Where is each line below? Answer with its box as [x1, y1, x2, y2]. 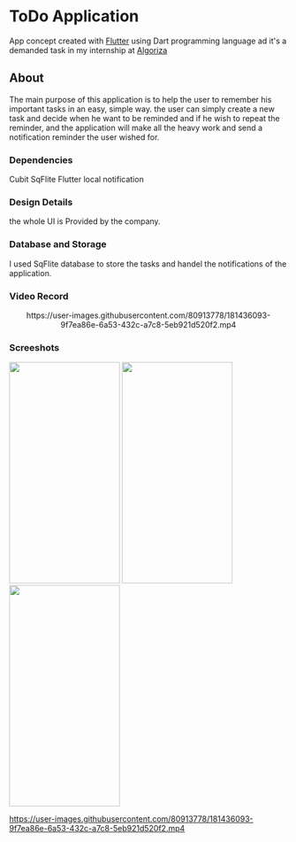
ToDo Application [9, 6, 140, 27]
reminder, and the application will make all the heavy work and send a [9, 122, 263, 133]
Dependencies [9, 153, 73, 166]
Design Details [9, 196, 73, 208]
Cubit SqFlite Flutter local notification [9, 174, 144, 185]
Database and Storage [9, 238, 108, 251]
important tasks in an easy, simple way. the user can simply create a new [9, 104, 276, 114]
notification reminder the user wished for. [9, 131, 160, 143]
